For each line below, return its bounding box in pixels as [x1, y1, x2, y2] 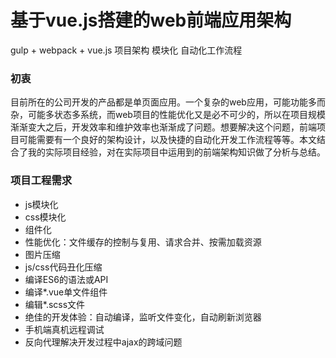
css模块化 [24, 211, 67, 223]
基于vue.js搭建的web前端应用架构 [10, 9, 292, 32]
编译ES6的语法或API [24, 273, 109, 285]
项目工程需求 [10, 174, 73, 188]
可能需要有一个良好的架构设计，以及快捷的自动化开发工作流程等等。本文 [18, 134, 317, 146]
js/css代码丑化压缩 [24, 261, 103, 273]
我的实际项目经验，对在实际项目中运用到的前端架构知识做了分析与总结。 [27, 146, 326, 158]
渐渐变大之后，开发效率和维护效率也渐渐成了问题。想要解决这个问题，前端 [10, 121, 317, 133]
